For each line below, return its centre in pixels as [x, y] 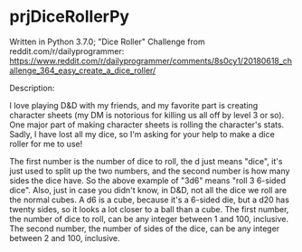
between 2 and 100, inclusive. [65, 238]
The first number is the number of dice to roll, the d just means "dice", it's [146, 161]
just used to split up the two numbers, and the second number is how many [150, 171]
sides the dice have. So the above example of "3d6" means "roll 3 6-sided [148, 180]
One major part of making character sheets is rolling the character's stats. [147, 125]
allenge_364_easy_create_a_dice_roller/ [83, 70]
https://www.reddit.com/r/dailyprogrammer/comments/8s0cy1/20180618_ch [151, 61]
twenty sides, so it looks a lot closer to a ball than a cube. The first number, [149, 209]
